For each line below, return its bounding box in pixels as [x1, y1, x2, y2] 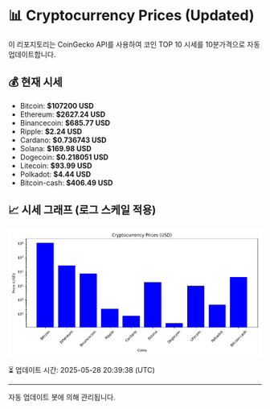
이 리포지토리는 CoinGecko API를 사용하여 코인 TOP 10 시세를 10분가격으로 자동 [8, 39, 260, 49]
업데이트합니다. [8, 49, 56, 59]
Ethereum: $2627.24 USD [19, 109, 106, 119]
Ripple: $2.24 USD [19, 126, 83, 136]
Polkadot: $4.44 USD [19, 169, 92, 179]
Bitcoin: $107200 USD [19, 101, 94, 110]
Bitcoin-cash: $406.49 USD [19, 178, 113, 188]
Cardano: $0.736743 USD [19, 134, 107, 145]
